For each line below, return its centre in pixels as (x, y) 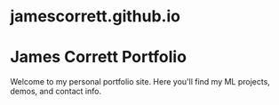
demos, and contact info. (56, 92)
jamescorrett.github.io (96, 16)
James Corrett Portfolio (99, 57)
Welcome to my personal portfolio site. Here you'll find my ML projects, (140, 82)
